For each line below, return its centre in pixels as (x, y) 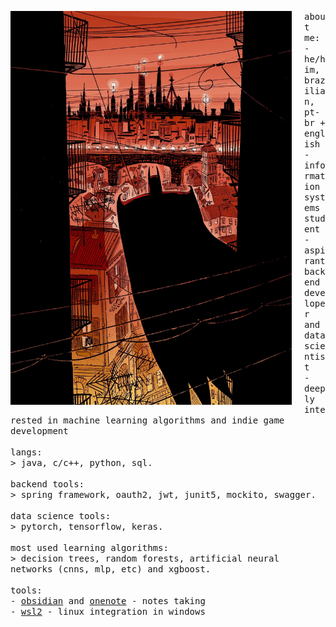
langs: (26, 452)
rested (26, 420)
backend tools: (47, 484)
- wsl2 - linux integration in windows (108, 611)
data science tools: (61, 516)
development (39, 431)
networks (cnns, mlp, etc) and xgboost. (111, 569)
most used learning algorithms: (89, 547)
